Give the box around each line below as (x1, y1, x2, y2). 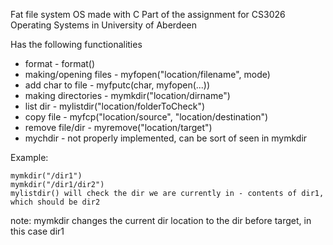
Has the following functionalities (10, 39, 143, 50)
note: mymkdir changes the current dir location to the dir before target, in (10, 215, 312, 226)
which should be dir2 (10, 197, 101, 207)
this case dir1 (10, 225, 65, 237)
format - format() (24, 58, 96, 69)
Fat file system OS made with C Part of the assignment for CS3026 (10, 9, 286, 20)
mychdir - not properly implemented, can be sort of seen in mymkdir (24, 132, 308, 144)
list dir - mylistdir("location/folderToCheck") (24, 100, 206, 112)
